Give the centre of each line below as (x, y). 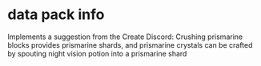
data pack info (56, 15)
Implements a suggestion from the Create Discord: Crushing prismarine (125, 37)
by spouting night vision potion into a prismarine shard (97, 53)
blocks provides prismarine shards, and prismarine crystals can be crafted (130, 45)
